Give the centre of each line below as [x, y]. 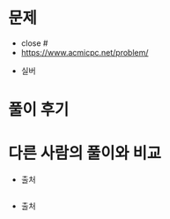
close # [34, 43]
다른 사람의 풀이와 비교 [85, 153]
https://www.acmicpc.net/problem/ [85, 52]
